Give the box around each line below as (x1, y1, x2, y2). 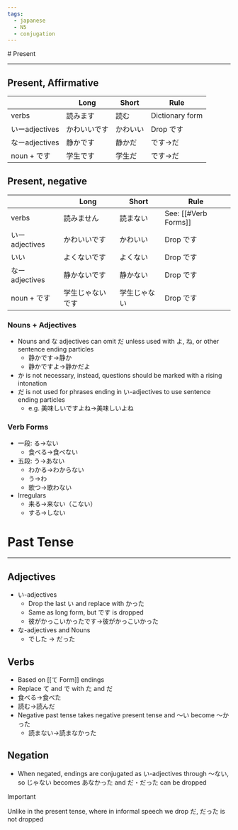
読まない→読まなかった (28, 729, 97, 737)
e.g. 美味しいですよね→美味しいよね (28, 404, 135, 413)
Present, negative (7, 175, 87, 188)
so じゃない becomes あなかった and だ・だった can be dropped (17, 778, 207, 787)
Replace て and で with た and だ (17, 685, 113, 693)
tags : (7, 10, 23, 18)
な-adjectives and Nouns (17, 626, 91, 634)
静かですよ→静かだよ (28, 362, 91, 371)
